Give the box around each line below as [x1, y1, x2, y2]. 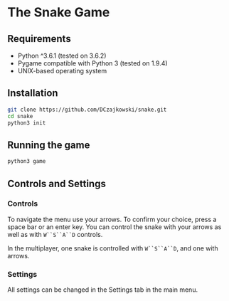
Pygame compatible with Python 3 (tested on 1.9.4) [17, 59, 169, 68]
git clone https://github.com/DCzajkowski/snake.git [7, 106, 167, 113]
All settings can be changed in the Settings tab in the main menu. [7, 285, 198, 294]
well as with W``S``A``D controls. [7, 230, 103, 238]
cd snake [7, 112, 33, 120]
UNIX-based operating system [17, 67, 107, 75]
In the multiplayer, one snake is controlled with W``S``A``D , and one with [7, 243, 218, 253]
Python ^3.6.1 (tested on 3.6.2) [17, 51, 107, 60]
